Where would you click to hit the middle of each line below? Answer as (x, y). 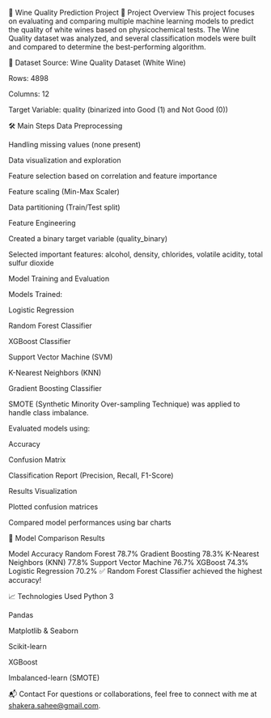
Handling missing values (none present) (75, 144)
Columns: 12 (29, 94)
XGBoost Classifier (40, 341)
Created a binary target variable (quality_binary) (88, 238)
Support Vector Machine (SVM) (61, 357)
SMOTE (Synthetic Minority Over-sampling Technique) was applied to (124, 404)
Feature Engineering (42, 223)
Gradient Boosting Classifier (55, 388)
